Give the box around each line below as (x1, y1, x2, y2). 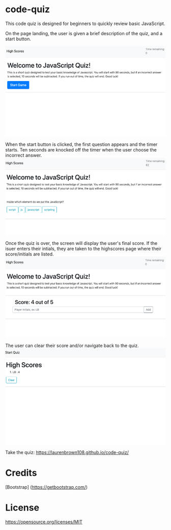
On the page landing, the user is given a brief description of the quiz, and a (5, 30, 163, 36)
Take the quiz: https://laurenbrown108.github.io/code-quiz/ (5, 449, 129, 456)
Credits (5, 467, 37, 479)
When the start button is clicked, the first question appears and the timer (5, 141, 158, 147)
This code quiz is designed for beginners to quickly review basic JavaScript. (5, 20, 165, 27)
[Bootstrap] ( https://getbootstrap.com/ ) (5, 484, 88, 490)
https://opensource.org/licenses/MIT (5, 519, 82, 525)
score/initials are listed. (5, 251, 54, 257)
